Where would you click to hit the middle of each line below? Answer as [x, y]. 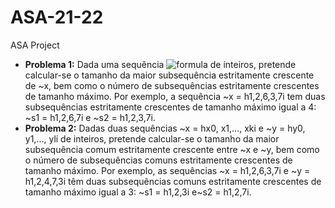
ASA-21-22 [57, 17]
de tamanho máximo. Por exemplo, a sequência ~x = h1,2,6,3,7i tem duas [175, 96]
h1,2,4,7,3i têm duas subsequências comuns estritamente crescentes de [173, 181]
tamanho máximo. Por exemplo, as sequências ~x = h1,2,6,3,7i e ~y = [167, 170]
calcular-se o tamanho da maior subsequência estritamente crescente [169, 75]
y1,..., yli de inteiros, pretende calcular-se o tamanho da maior [152, 138]
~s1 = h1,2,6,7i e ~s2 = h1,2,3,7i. [90, 117]
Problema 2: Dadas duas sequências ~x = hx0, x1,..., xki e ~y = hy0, [165, 128]
